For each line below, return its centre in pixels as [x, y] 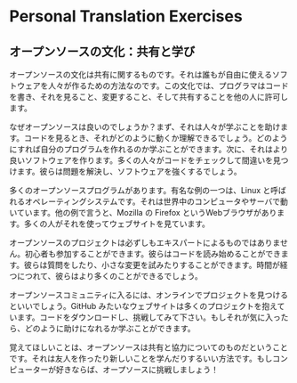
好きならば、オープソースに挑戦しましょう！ [137, 370]
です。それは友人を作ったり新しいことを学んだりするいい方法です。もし [141, 359]
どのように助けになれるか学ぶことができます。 [110, 328]
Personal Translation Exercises [126, 16]
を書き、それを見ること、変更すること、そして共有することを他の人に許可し [149, 97]
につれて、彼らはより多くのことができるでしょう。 [109, 276]
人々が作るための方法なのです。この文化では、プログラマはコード [168, 86]
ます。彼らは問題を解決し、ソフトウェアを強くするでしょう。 [129, 171]
